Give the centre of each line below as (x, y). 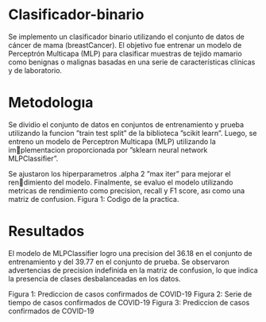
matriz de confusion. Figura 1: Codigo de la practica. (94, 199)
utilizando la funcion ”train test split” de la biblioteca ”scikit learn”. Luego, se (133, 133)
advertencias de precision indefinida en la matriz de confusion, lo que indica (133, 270)
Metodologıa (51, 103)
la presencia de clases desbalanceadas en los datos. (94, 278)
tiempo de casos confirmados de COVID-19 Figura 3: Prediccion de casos (129, 302)
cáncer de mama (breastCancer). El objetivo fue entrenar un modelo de (125, 45)
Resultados (46, 231)
